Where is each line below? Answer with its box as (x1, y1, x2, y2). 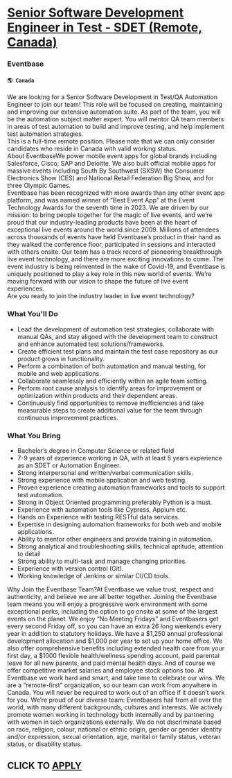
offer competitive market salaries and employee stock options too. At (7, 666, 204, 674)
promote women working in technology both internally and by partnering (7, 710, 215, 718)
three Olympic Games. (7, 182, 71, 190)
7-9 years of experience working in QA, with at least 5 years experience (17, 453, 223, 462)
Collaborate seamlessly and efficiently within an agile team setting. (17, 377, 208, 385)
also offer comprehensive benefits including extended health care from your (7, 643, 225, 652)
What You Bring (7, 431, 61, 440)
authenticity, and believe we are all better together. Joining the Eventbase (7, 592, 217, 600)
